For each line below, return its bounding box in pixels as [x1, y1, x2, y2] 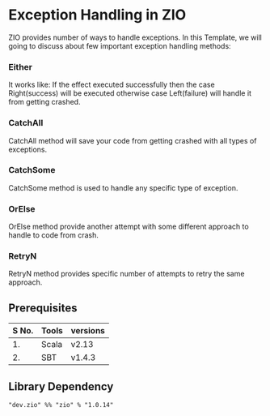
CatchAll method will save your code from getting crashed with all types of [8, 135, 257, 145]
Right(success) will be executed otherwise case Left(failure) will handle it [8, 88, 252, 98]
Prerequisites [8, 301, 78, 315]
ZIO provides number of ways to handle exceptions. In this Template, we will [8, 32, 263, 42]
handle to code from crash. [8, 230, 99, 240]
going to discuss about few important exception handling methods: [8, 41, 232, 50]
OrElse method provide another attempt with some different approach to [8, 221, 249, 232]
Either [8, 61, 32, 72]
